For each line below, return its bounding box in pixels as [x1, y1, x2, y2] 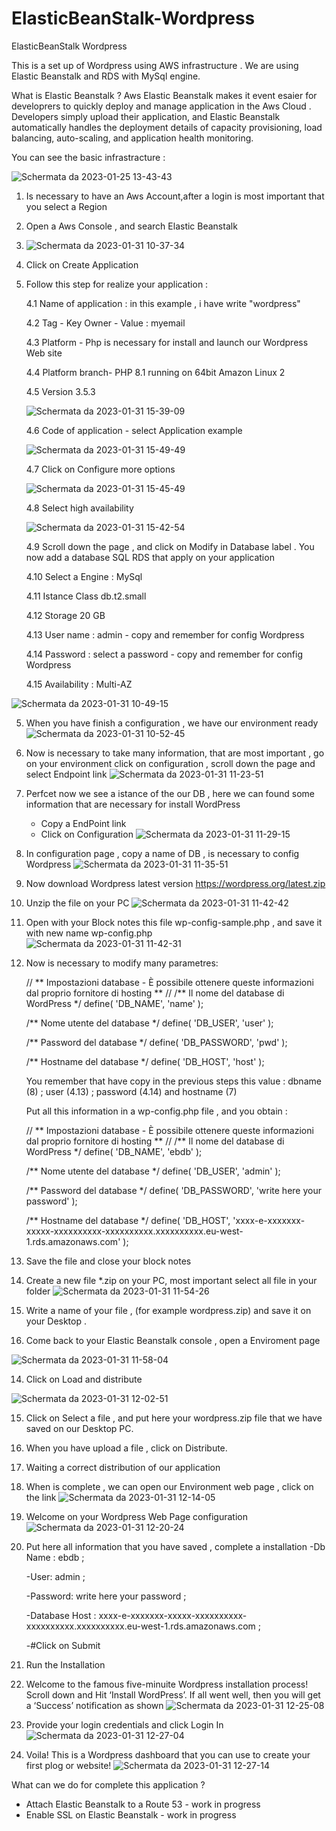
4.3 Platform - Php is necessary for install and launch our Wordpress [25, 336, 309, 348]
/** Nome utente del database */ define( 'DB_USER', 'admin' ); [25, 1165, 281, 1177]
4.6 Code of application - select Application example [25, 424, 243, 436]
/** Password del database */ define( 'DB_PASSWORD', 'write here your [25, 1184, 322, 1196]
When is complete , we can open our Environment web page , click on [25, 1480, 314, 1492]
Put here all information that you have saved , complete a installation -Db [25, 1540, 326, 1552]
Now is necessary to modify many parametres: [25, 957, 219, 969]
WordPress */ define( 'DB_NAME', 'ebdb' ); [25, 1145, 203, 1157]
